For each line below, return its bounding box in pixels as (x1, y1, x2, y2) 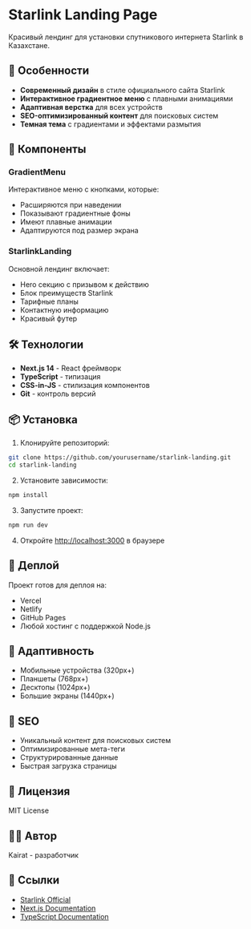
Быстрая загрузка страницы (19, 761, 117, 771)
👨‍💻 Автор (8, 829, 58, 842)
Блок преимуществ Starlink (19, 288, 114, 297)
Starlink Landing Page (8, 6, 158, 24)
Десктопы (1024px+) (19, 683, 91, 693)
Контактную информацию (19, 305, 109, 314)
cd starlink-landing (8, 461, 78, 470)
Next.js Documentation (19, 903, 96, 913)
